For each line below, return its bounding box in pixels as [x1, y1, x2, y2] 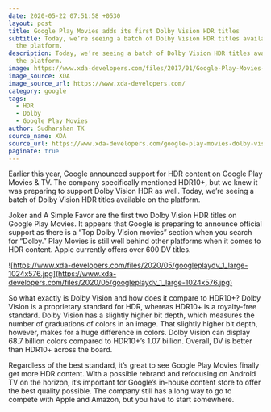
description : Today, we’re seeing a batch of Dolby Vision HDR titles [8, 49, 251, 57]
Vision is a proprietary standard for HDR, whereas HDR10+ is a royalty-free [8, 302, 257, 312]
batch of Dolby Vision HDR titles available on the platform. [8, 195, 201, 204]
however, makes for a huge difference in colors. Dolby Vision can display [8, 328, 251, 338]
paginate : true [8, 147, 60, 155]
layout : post [8, 19, 52, 27]
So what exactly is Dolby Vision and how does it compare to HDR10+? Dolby [8, 293, 261, 303]
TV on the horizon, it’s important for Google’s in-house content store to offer [8, 377, 261, 388]
